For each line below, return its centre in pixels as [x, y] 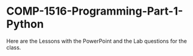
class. [14, 47]
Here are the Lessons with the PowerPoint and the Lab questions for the [97, 41]
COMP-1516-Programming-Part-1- [95, 11]
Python [25, 24]
